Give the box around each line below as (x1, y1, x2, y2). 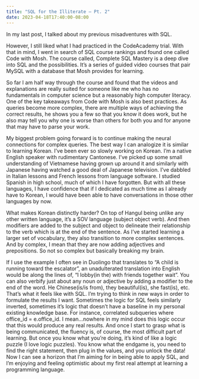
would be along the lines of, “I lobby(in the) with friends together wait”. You (6, 271, 190, 278)
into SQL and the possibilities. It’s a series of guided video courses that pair (6, 61, 191, 68)
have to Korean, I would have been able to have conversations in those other (6, 191, 194, 198)
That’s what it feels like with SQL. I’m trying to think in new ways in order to (6, 290, 189, 297)
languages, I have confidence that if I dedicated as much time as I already (6, 185, 187, 192)
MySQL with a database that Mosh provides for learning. (6, 67, 144, 74)
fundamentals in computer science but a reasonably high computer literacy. (6, 91, 191, 99)
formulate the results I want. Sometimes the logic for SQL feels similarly (6, 296, 181, 304)
